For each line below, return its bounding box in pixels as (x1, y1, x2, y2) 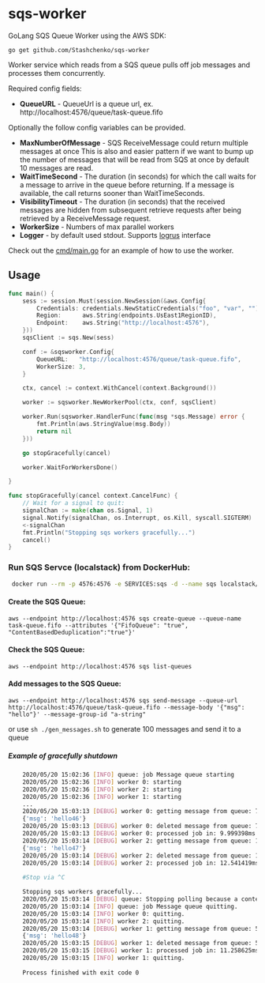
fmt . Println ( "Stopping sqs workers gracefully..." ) (22, 529, 196, 537)
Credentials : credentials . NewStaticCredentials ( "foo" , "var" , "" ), (36, 304, 263, 312)
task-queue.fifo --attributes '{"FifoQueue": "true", (8, 621, 189, 629)
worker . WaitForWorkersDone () (22, 463, 118, 471)
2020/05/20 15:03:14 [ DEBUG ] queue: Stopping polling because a (22, 895, 238, 903)
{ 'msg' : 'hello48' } (22, 932, 87, 940)
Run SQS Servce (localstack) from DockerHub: (8, 562, 191, 573)
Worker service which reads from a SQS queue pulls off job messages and (8, 60, 251, 70)
